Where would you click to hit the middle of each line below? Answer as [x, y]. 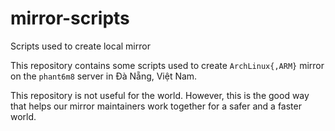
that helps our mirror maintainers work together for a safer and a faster [156, 106]
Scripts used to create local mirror [80, 46]
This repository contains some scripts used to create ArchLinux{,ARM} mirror [167, 65]
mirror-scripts [70, 18]
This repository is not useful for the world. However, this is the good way [160, 95]
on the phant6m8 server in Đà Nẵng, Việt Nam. [104, 76]
